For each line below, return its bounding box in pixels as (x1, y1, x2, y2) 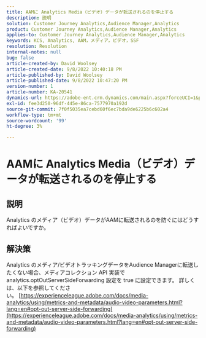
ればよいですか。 (6, 224, 50, 231)
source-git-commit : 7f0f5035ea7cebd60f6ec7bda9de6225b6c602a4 (6, 106, 169, 112)
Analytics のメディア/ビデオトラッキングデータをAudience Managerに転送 (6, 261, 194, 268)
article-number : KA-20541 (6, 89, 72, 95)
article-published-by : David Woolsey (6, 72, 103, 78)
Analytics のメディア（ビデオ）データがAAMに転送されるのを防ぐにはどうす (6, 216, 199, 224)
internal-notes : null (6, 49, 62, 55)
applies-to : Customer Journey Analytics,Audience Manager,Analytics (6, 32, 185, 38)
